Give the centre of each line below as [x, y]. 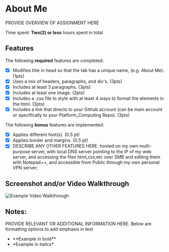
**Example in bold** [34, 239]
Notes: [16, 211]
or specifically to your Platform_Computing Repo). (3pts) [71, 115]
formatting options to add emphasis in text [49, 229]
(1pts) [18, 76]
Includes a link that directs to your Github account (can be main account [88, 109]
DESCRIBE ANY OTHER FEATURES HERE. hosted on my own [75, 146]
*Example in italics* [33, 244]
